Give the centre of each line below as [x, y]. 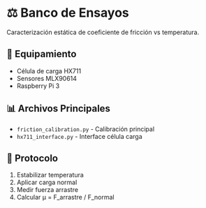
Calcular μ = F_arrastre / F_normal [65, 198]
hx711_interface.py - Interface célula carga [79, 136]
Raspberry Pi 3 [38, 86]
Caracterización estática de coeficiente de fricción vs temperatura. [103, 32]
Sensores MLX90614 [47, 78]
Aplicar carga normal [47, 182]
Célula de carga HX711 [49, 70]
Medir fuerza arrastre [47, 190]
